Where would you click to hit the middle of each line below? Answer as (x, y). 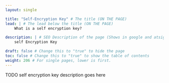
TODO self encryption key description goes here (55, 75)
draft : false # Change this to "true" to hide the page (65, 51)
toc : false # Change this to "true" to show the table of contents (77, 56)
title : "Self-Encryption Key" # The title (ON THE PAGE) (66, 19)
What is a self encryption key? (48, 28)
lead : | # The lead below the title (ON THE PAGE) (59, 24)
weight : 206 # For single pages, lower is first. (58, 60)
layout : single (21, 10)
